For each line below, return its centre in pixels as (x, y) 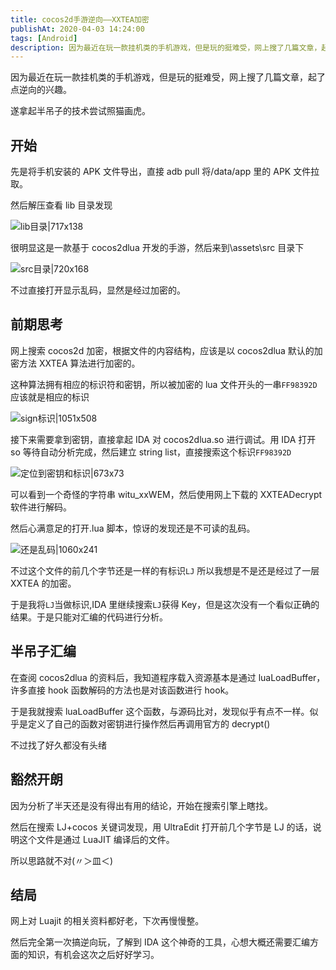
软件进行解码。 (41, 507)
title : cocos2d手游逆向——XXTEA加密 (80, 19)
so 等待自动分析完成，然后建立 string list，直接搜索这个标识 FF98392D (151, 452)
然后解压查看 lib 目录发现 (61, 205)
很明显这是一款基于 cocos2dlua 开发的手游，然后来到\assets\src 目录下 (157, 248)
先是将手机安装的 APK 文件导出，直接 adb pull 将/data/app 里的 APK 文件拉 (165, 172)
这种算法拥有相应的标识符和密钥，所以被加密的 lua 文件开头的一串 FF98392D (164, 384)
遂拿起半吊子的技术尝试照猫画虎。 (80, 111)
